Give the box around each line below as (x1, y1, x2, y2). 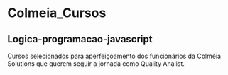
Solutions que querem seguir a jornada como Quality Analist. (7, 59, 185, 68)
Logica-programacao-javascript (7, 33, 153, 45)
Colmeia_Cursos (7, 5, 107, 21)
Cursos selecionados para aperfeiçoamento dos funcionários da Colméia (7, 52, 222, 60)
